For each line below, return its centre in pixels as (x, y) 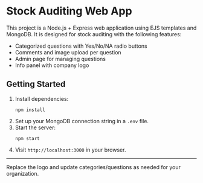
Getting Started (36, 84)
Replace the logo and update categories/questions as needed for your (94, 167)
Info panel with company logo (52, 65)
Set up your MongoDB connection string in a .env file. (82, 121)
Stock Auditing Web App (69, 11)
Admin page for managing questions (60, 59)
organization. (23, 173)
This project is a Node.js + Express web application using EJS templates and (101, 28)
